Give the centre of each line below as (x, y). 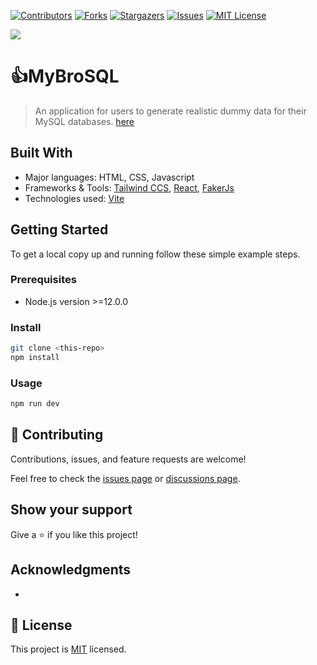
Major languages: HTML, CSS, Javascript (109, 177)
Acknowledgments (71, 570)
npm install (35, 358)
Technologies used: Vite (74, 198)
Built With (41, 153)
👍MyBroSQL (65, 76)
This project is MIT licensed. (68, 649)
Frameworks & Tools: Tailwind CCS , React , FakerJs (129, 187)
